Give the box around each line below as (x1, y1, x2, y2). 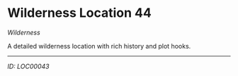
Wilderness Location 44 (7, 5, 152, 21)
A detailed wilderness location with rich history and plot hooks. (7, 42, 191, 50)
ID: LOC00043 (7, 62, 50, 70)
